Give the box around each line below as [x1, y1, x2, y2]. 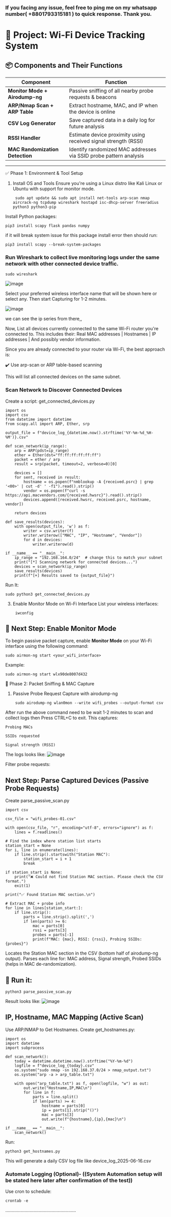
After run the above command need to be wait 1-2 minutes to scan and [5, 709, 153, 716]
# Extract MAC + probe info [5, 901, 65, 906]
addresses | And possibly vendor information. [5, 336, 101, 342]
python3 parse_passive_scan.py [5, 989, 72, 994]
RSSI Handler [8, 134, 41, 141]
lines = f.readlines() [14, 830, 63, 835]
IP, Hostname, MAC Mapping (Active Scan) [5, 1013, 144, 1022]
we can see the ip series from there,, [5, 315, 82, 322]
